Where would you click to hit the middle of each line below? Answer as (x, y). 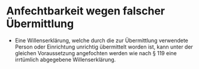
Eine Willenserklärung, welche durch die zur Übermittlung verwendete (102, 40)
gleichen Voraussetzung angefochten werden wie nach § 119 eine (96, 53)
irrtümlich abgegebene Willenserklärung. (65, 59)
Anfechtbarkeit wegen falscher (86, 11)
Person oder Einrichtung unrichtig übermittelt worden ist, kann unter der (104, 47)
